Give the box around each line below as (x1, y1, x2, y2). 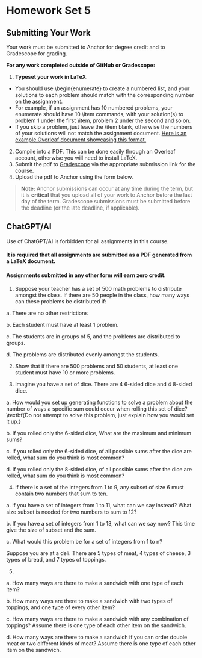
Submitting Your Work (6, 28, 91, 38)
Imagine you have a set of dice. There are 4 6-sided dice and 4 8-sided (14, 380, 192, 388)
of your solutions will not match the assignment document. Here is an (14, 130, 187, 137)
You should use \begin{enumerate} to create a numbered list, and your (14, 85, 190, 92)
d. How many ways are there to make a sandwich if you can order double (6, 633, 188, 641)
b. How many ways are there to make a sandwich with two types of (6, 597, 173, 604)
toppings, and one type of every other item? (6, 603, 115, 611)
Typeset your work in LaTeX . (14, 73, 88, 80)
